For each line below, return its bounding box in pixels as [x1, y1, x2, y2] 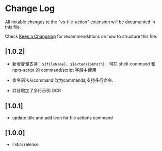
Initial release [12, 141, 39, 148]
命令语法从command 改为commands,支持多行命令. [12, 77, 113, 83]
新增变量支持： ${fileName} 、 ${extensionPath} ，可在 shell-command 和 [12, 61, 156, 67]
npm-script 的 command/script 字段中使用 [12, 67, 97, 73]
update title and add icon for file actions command [12, 115, 113, 121]
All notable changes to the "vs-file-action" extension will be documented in [5, 19, 155, 25]
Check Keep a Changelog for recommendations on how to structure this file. [5, 33, 158, 39]
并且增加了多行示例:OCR [12, 88, 61, 93]
